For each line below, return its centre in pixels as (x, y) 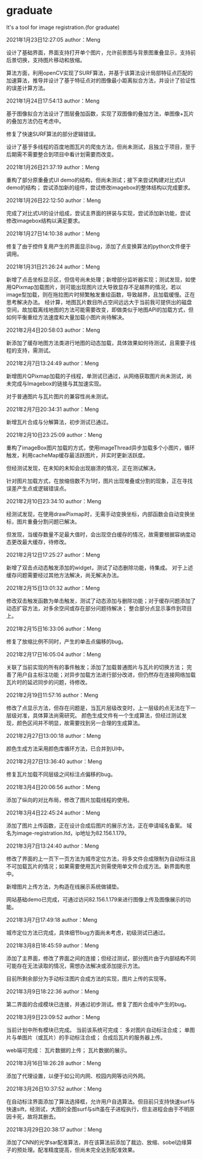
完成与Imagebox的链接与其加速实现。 (58, 383)
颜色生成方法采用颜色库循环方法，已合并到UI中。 (67, 748)
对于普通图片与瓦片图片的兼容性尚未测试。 (59, 396)
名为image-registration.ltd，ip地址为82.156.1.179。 (68, 833)
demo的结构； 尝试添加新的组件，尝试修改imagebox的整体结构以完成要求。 (100, 187)
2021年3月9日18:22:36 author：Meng (53, 991)
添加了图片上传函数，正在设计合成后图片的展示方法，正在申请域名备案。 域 (99, 825)
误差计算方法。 (30, 87)
